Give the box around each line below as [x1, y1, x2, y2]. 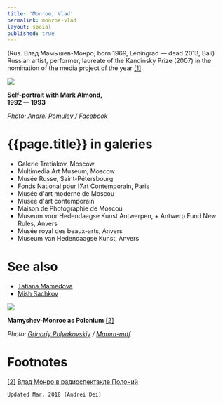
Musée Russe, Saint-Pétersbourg [17, 175, 114, 183]
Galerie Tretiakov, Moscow [17, 159, 95, 168]
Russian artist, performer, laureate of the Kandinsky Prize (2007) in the [7, 57, 212, 65]
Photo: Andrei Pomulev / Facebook [7, 112, 108, 120]
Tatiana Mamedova [17, 282, 73, 291]
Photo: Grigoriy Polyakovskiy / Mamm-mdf [7, 330, 131, 338]
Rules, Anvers [17, 219, 58, 228]
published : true [7, 29, 55, 37]
